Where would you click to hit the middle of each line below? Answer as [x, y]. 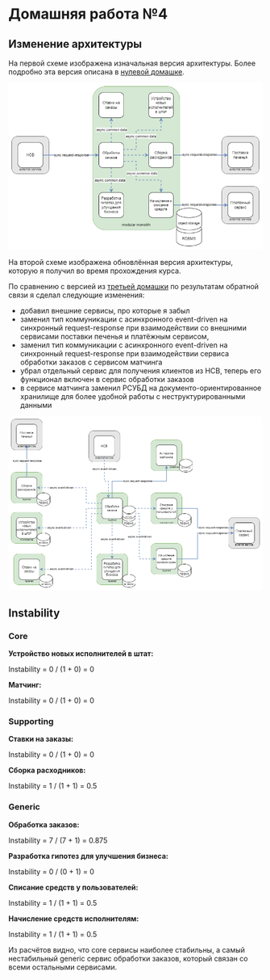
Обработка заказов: [44, 824]
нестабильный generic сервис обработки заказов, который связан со [128, 958]
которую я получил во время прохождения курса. [95, 271]
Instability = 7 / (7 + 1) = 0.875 [58, 840]
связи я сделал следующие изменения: [77, 295]
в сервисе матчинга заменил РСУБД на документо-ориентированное [141, 388]
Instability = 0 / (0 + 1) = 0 [52, 871]
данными [36, 405]
